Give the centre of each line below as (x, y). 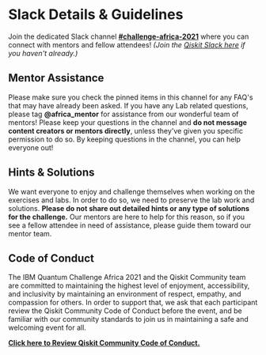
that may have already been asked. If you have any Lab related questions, (128, 105)
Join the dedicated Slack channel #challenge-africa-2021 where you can (129, 36)
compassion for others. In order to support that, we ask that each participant (133, 303)
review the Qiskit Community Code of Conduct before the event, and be (125, 311)
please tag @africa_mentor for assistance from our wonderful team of (123, 114)
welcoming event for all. (47, 328)
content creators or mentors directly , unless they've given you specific (126, 130)
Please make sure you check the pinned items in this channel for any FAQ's (131, 97)
